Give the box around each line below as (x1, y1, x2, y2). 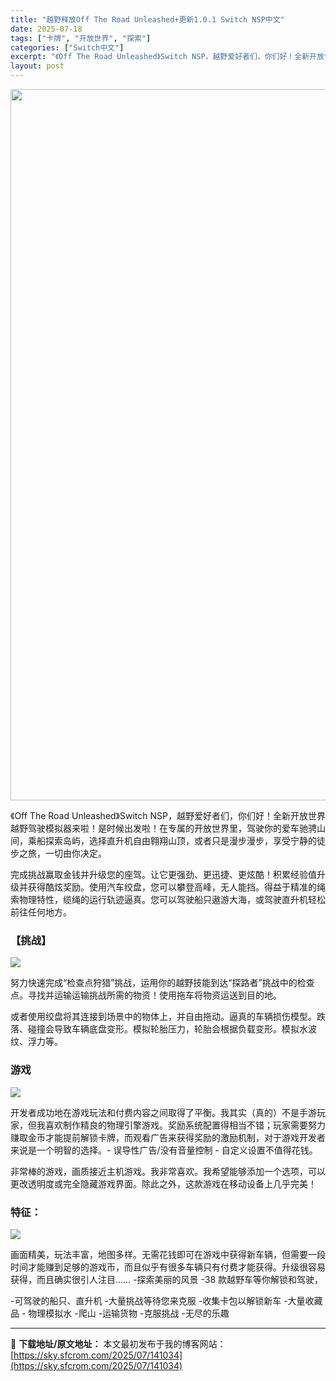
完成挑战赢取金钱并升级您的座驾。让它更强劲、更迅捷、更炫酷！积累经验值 (10, 869, 317, 880)
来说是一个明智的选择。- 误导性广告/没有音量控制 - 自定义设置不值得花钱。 (10, 1144, 318, 1156)
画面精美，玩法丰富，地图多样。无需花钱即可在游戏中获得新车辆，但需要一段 (10, 1248, 326, 1260)
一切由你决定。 (44, 847, 107, 859)
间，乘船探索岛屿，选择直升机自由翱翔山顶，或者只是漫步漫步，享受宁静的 (10, 835, 317, 846)
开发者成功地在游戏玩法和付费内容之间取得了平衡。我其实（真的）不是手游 (10, 1106, 317, 1118)
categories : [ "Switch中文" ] (10, 42, 125, 53)
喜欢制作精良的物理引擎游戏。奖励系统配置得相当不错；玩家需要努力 (44, 1119, 326, 1131)
